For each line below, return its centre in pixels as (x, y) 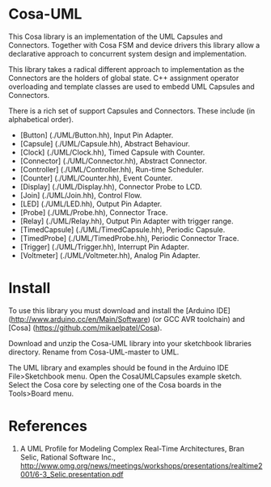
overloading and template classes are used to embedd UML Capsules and (131, 87)
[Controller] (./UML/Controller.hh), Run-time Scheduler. (112, 169)
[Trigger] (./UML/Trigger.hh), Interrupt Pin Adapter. (105, 247)
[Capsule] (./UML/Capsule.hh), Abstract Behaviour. (105, 143)
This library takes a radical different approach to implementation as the (127, 69)
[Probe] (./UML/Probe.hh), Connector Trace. (94, 212)
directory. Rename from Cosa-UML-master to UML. (94, 352)
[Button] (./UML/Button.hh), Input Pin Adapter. (97, 135)
